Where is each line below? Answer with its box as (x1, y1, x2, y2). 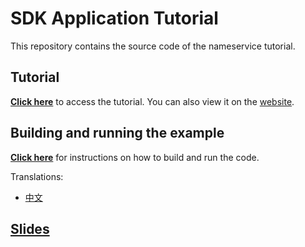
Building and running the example (10, 125, 225, 142)
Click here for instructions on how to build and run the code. (10, 151, 260, 163)
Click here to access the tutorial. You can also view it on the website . (10, 95, 295, 107)
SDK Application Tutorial (10, 7, 219, 30)
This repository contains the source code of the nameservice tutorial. (10, 40, 296, 52)
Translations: (10, 170, 64, 182)
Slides (10, 220, 50, 237)
